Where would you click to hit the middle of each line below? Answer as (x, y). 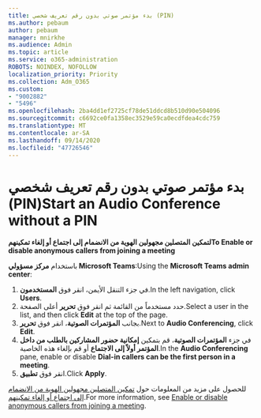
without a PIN (53, 220)
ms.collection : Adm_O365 (49, 81)
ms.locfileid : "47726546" (50, 148)
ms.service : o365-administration (63, 60)
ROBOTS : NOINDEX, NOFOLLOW (52, 67)
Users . (30, 298)
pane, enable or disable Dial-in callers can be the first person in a (127, 357)
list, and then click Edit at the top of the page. (93, 315)
